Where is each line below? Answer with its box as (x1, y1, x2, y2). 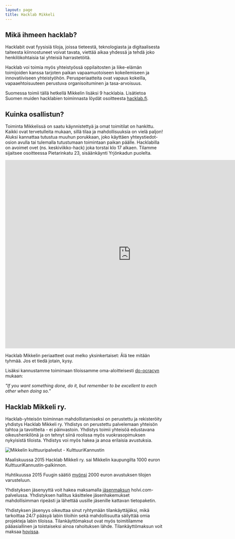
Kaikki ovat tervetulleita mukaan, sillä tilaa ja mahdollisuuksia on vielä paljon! (5, 129, 163, 135)
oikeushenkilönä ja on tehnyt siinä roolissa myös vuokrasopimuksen (5, 432, 146, 438)
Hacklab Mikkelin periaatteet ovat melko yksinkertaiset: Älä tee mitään (5, 353, 150, 359)
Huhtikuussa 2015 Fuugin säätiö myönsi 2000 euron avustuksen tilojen (5, 472, 152, 478)
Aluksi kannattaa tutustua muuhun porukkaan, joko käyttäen (5, 134, 130, 140)
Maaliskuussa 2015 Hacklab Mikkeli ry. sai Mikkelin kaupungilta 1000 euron (5, 457, 161, 463)
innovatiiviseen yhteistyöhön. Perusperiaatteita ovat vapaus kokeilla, (5, 75, 147, 81)
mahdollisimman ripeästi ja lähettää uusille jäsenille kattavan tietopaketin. (5, 497, 157, 503)
